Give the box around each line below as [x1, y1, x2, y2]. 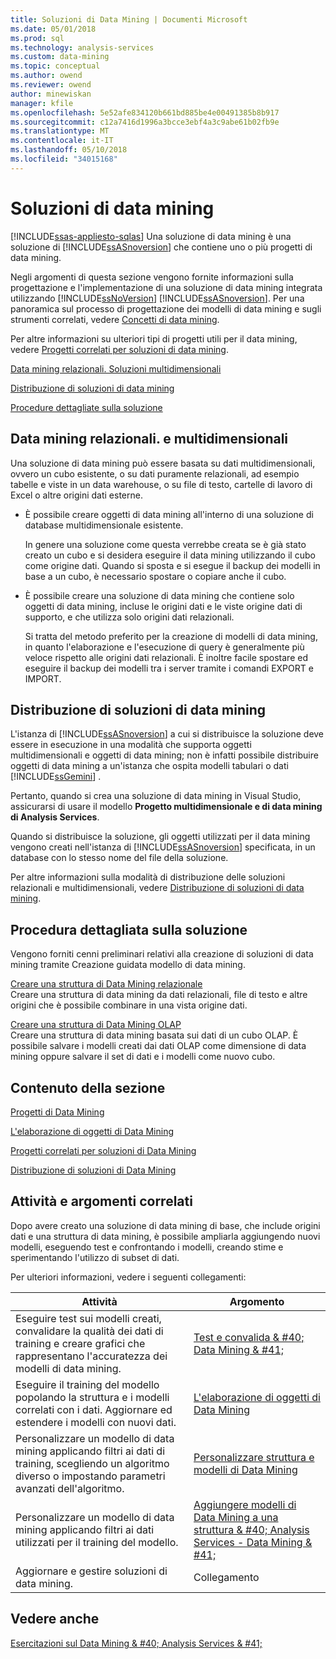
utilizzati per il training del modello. [15, 1535, 179, 1549]
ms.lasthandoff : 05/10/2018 [10, 145, 128, 155]
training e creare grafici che [15, 1336, 146, 1350]
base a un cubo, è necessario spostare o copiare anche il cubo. [24, 570, 287, 582]
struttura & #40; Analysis [193, 1522, 310, 1536]
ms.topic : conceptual [10, 61, 101, 71]
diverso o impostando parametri [15, 1469, 166, 1483]
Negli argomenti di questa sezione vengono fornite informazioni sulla [10, 271, 294, 283]
